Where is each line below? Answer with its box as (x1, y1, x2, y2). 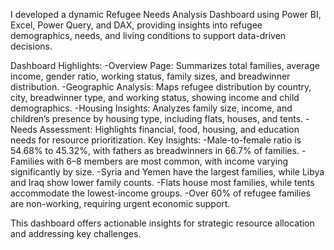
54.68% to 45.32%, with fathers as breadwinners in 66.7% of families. (10, 145, 300, 156)
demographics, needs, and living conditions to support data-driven (10, 30, 287, 41)
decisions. (10, 40, 53, 52)
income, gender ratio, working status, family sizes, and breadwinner (10, 70, 291, 82)
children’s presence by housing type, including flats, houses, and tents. (10, 113, 304, 124)
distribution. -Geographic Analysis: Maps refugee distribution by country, (10, 81, 312, 93)
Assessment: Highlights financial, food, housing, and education (39, 124, 300, 135)
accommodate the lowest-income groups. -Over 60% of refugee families (10, 187, 311, 199)
